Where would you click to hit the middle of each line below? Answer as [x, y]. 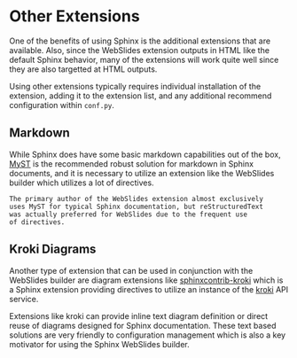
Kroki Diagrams [53, 249]
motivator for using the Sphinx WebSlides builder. [100, 344]
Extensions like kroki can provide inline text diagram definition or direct [139, 315]
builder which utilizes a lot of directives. [82, 183]
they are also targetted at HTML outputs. [83, 69]
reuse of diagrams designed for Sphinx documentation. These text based [143, 325]
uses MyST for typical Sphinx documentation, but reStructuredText [137, 206]
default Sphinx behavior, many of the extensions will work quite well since [144, 59]
